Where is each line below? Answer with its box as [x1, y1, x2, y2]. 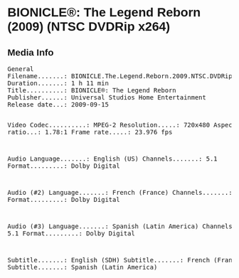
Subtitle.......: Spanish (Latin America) [7, 263, 158, 271]
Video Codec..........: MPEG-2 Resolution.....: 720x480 [7, 121, 211, 129]
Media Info [7, 46, 54, 58]
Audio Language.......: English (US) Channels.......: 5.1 [7, 155, 218, 163]
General [7, 65, 34, 73]
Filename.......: [7, 73, 68, 80]
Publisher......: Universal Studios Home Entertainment [7, 94, 206, 101]
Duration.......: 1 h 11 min [7, 80, 109, 87]
